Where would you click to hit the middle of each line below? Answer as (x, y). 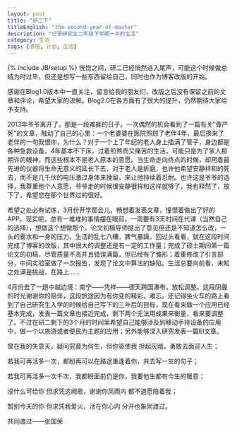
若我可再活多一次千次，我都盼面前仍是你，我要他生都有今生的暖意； (106, 376)
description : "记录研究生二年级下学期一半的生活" (73, 34)
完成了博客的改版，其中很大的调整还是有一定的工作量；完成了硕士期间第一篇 (119, 245)
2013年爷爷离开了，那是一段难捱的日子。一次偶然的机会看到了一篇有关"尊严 (118, 124)
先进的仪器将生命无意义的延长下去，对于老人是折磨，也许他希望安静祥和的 (115, 168)
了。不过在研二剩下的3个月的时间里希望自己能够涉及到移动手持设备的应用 (114, 322)
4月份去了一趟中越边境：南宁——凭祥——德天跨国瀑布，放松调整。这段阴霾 (117, 287)
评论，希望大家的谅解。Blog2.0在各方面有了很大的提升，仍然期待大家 (120, 100)
